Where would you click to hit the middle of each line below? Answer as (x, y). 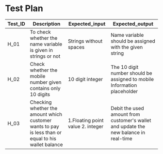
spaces (76, 47)
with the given (127, 47)
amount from (125, 114)
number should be (131, 73)
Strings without (85, 41)
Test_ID (16, 24)
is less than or (46, 132)
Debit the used (127, 108)
